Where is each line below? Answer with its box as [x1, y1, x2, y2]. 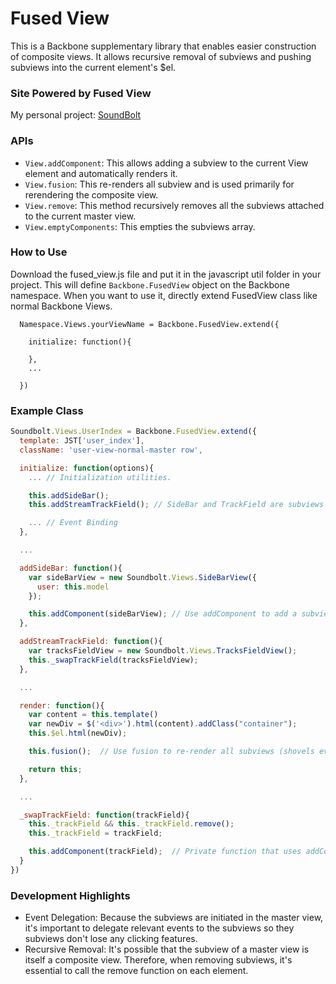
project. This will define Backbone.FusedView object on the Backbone [10, 278, 290, 291]
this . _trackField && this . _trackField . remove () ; [28, 819, 235, 829]
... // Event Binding [28, 518, 118, 528]
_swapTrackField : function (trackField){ [19, 810, 190, 820]
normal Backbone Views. [10, 300, 113, 312]
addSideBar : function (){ [19, 563, 123, 573]
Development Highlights [10, 888, 131, 902]
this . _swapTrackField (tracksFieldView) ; [28, 655, 199, 665]
